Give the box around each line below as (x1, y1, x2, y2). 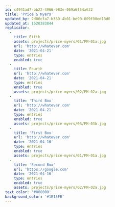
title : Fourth (14, 67, 43, 72)
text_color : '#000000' (5, 189, 51, 194)
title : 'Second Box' (14, 162, 56, 167)
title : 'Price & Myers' (5, 12, 54, 17)
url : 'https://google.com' (14, 167, 69, 172)
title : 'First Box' (14, 130, 54, 135)
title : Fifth (14, 35, 41, 40)
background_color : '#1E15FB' (5, 194, 65, 199)
